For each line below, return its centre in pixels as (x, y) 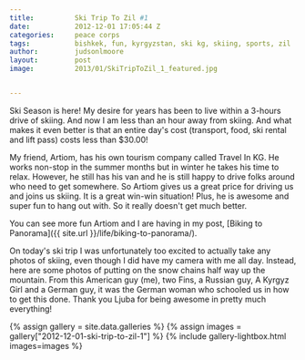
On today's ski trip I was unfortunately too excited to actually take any (140, 251)
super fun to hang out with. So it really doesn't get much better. (128, 205)
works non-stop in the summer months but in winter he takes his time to (144, 167)
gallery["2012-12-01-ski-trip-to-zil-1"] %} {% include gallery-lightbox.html (148, 336)
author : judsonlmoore (67, 52)
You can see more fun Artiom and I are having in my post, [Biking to (136, 223)
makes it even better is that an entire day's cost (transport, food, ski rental (148, 129)
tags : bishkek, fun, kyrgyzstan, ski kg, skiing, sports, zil (150, 43)
